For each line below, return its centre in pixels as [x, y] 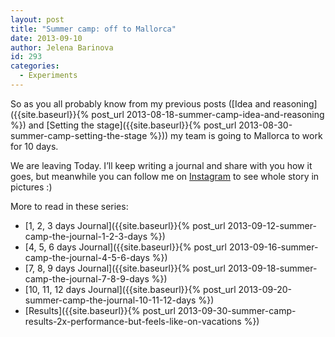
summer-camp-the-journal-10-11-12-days [110, 300]
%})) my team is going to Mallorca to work [236, 135]
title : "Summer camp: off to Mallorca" [93, 29]
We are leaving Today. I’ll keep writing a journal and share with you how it [161, 165]
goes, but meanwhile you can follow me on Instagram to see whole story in [165, 176]
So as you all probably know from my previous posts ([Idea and [141, 103]
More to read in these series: [69, 206]
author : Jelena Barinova [62, 47]
